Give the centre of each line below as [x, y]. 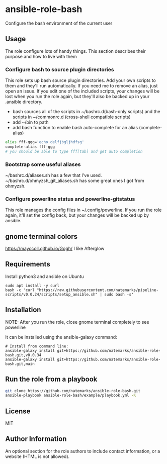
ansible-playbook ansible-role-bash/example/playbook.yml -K [71, 396]
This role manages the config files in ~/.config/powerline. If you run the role [83, 210]
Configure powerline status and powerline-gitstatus [70, 199]
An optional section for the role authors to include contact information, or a [83, 451]
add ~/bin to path [30, 122]
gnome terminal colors [41, 237]
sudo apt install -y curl [32, 286]
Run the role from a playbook [51, 379]
